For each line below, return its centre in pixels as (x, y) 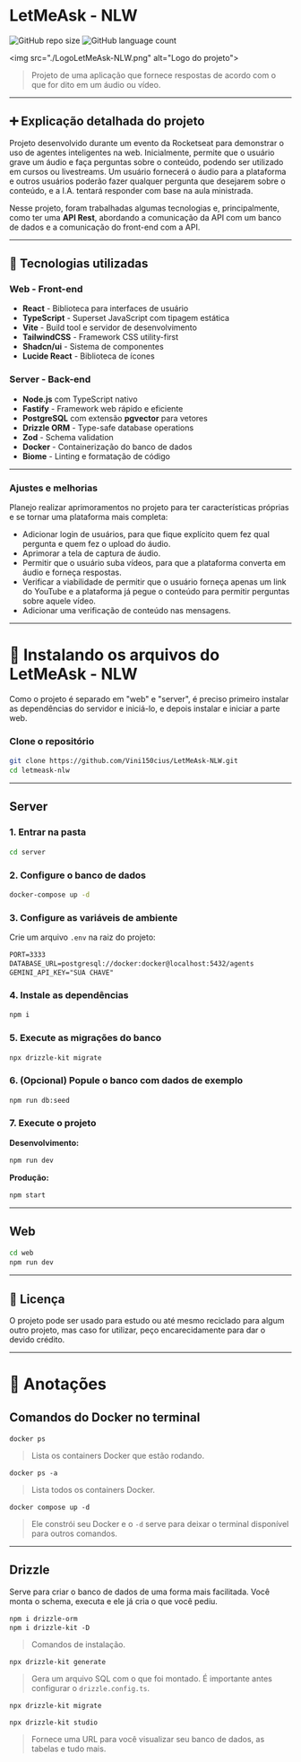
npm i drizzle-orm (43, 1619)
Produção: (29, 1177)
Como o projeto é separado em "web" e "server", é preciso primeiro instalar (149, 699)
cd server (28, 852)
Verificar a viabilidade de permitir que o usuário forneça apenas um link (154, 582)
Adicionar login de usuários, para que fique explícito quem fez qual (146, 534)
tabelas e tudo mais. (69, 1749)
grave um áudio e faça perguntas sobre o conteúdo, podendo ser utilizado (146, 161)
